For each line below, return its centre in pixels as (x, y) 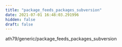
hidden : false (21, 19)
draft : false (19, 24)
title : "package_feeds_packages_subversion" (54, 10)
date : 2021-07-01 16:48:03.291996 (42, 15)
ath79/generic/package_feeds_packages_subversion (61, 39)
